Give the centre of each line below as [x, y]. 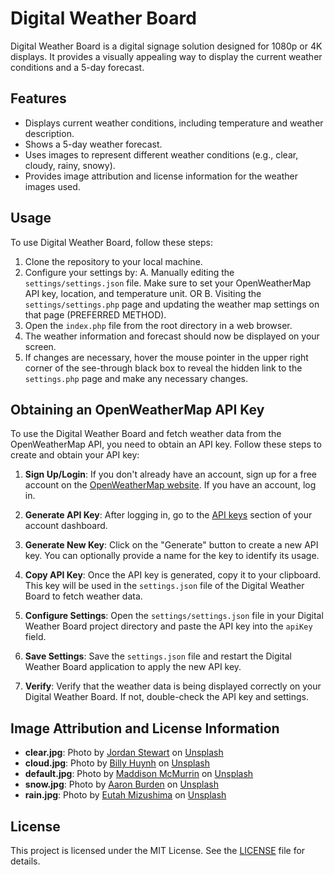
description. [49, 133]
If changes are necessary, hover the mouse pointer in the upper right [166, 357]
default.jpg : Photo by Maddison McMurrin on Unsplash [139, 774]
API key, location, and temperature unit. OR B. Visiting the [143, 293]
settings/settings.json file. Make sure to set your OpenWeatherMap [168, 283]
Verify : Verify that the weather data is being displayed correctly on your [173, 686]
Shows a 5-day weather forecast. [93, 144]
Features [38, 98]
